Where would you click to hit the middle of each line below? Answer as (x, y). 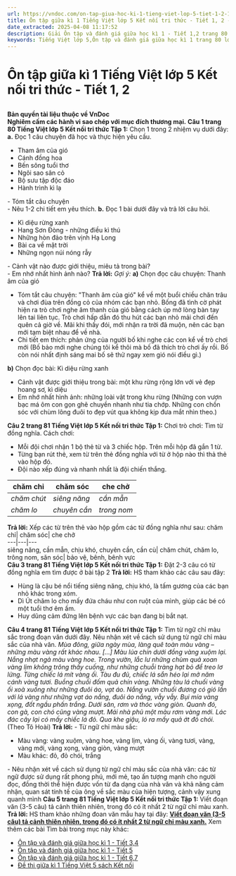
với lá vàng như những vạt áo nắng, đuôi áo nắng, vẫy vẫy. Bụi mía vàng (113, 697)
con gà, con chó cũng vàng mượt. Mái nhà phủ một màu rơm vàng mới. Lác (117, 712)
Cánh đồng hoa (40, 158)
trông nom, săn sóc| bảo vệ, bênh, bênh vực (71, 557)
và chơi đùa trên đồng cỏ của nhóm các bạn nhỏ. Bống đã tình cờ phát (119, 302)
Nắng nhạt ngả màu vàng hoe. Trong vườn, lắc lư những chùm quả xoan (112, 659)
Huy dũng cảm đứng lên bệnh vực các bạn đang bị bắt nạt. (103, 616)
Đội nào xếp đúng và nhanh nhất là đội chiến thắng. (92, 469)
